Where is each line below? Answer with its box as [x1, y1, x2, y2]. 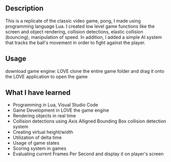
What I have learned [5, 88, 71, 97]
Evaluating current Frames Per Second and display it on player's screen [12, 151, 164, 157]
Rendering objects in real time [12, 113, 76, 119]
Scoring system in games [12, 146, 67, 152]
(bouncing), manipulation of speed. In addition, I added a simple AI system [5, 34, 162, 40]
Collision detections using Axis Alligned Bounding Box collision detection [12, 118, 166, 125]
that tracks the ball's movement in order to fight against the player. [5, 39, 146, 46]
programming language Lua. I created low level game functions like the [5, 23, 155, 29]
